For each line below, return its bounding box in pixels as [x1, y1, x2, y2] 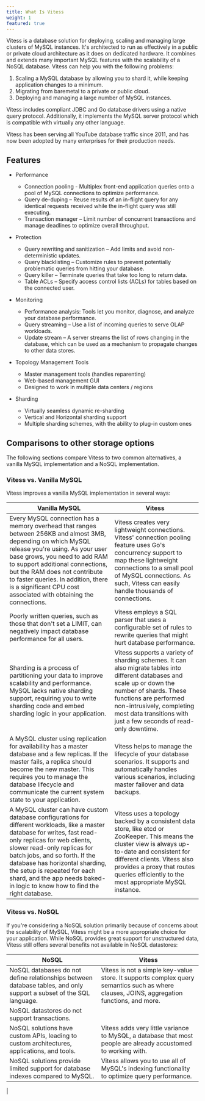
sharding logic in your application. [9, 709, 107, 718]
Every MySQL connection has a [9, 514, 99, 523]
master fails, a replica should [9, 758, 92, 766]
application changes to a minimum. [15, 81, 104, 88]
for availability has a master [9, 742, 88, 751]
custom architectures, [9, 1039, 72, 1047]
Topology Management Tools [15, 359, 89, 366]
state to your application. [9, 795, 81, 804]
